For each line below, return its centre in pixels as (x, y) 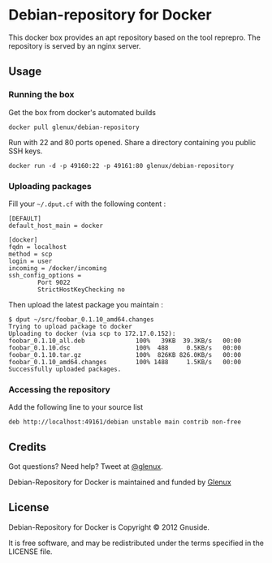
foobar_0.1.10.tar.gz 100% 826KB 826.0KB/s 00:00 (125, 355)
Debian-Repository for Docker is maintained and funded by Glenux (120, 482)
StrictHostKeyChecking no (82, 290)
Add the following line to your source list (76, 407)
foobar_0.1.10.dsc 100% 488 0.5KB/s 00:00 (125, 348)
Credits (28, 447)
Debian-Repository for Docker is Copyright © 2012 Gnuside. (109, 527)
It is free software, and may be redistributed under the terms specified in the (136, 543)
